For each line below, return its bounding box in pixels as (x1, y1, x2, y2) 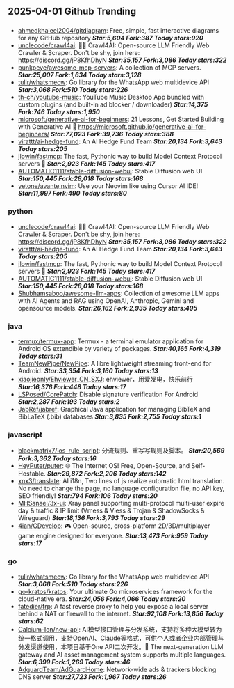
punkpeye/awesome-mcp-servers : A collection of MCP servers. (17, 63, 201, 72)
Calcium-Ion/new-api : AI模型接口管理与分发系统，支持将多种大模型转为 (17, 625, 222, 633)
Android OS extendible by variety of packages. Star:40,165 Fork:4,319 (17, 344, 222, 352)
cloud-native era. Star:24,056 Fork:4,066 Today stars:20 (17, 595, 186, 603)
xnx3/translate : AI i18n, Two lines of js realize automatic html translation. (17, 477, 225, 485)
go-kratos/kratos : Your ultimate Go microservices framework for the (17, 587, 213, 595)
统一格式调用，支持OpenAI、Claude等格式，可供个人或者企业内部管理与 (17, 634, 224, 642)
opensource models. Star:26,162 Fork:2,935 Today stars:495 (17, 304, 197, 312)
